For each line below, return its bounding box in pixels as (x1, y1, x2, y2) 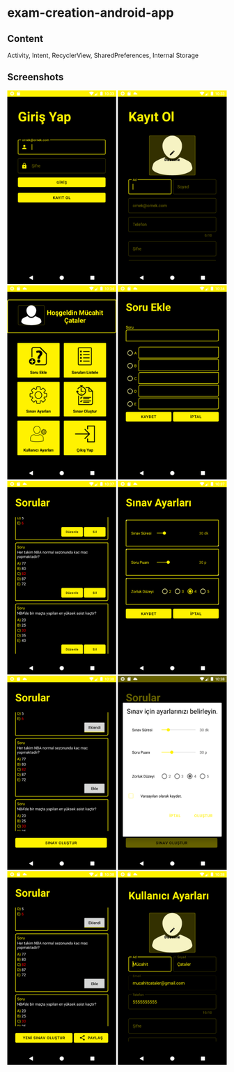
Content (7, 33, 44, 45)
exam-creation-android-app (7, 5, 174, 21)
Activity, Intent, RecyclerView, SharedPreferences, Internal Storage (7, 51, 199, 59)
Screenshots (7, 71, 64, 83)
